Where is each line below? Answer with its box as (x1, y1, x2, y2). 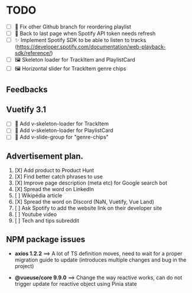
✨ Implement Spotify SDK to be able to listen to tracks (14, 37, 147, 44)
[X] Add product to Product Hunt (14, 167, 95, 174)
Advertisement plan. (6, 151, 84, 161)
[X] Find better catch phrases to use (14, 173, 103, 181)
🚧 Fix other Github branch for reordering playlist (14, 23, 132, 30)
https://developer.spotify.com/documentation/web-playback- (17, 43, 167, 50)
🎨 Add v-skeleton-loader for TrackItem (14, 120, 109, 127)
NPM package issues (6, 234, 86, 244)
